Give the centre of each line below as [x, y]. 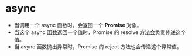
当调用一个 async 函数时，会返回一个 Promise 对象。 [78, 25]
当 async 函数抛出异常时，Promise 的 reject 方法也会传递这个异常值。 [98, 46]
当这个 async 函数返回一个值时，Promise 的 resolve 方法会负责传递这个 [100, 32]
